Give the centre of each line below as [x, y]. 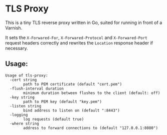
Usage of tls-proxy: [27, 75]
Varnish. [14, 27]
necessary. [17, 48]
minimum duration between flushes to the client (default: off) [92, 93]
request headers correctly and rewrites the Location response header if [79, 42]
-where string [24, 123]
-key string [22, 97]
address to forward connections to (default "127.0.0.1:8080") [91, 128]
